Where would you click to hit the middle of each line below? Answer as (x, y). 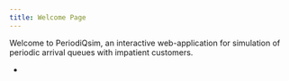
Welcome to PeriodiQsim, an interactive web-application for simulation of (145, 43)
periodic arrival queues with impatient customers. (101, 52)
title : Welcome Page (48, 17)
